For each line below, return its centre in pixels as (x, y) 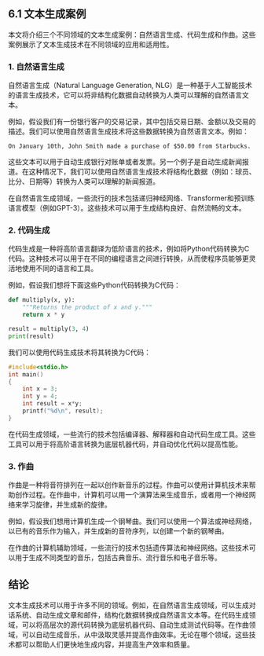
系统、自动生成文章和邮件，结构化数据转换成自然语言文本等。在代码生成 (132, 614)
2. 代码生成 (29, 230)
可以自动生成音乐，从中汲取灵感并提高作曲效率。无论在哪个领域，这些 (135, 634)
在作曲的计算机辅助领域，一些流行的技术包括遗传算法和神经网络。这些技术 (128, 548)
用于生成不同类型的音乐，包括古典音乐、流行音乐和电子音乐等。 (118, 558)
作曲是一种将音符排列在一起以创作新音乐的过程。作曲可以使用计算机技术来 (128, 485)
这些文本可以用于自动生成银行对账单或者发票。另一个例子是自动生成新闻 (125, 162)
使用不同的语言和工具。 (60, 269)
